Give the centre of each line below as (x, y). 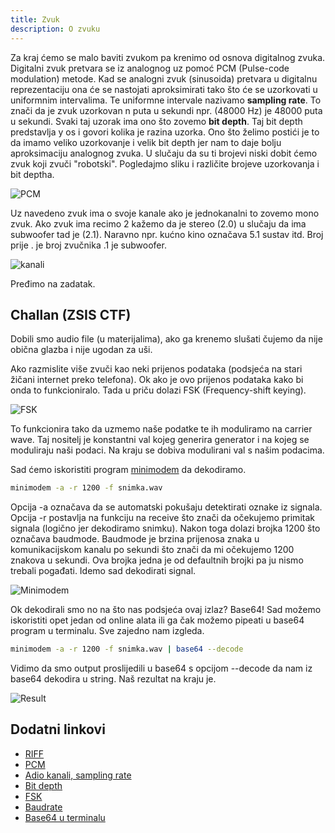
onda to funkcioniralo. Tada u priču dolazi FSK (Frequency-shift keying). (158, 390)
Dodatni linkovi (58, 729)
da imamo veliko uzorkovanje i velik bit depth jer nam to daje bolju (146, 142)
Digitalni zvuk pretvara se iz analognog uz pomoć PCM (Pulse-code (150, 68)
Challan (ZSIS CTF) (71, 314)
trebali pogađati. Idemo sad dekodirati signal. (103, 571)
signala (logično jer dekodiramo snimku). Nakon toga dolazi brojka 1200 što (165, 528)
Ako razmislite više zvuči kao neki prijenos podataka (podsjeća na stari (156, 369)
